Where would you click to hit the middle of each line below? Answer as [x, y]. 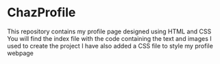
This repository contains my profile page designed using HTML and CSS [109, 31]
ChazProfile [41, 13]
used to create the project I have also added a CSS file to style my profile [110, 46]
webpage [21, 53]
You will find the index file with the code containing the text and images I [110, 38]
